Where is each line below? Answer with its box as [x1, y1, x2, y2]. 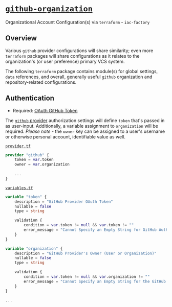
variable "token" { [5, 194, 47, 199]
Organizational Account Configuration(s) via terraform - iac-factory [5, 19, 150, 25]
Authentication [5, 94, 55, 103]
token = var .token [14, 157, 54, 162]
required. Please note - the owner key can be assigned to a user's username [5, 128, 165, 134]
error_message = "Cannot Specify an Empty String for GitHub [24, 227, 157, 232]
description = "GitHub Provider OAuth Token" [14, 199, 114, 204]
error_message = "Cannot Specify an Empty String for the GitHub [24, 279, 166, 284]
